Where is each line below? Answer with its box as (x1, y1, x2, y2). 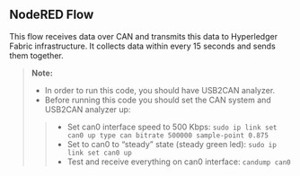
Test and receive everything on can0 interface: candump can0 (66, 156, 292, 167)
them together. (9, 49, 65, 61)
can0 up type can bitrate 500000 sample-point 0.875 (66, 130, 269, 140)
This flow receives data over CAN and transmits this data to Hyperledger (9, 31, 278, 41)
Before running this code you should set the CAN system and (44, 94, 271, 105)
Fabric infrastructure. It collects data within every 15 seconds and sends (9, 40, 276, 51)
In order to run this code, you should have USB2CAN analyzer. (44, 84, 276, 95)
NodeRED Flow (9, 7, 94, 22)
